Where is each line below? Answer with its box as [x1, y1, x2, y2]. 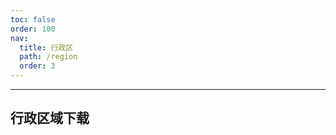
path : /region [19, 52, 78, 62]
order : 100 [10, 24, 56, 34]
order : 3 [19, 61, 56, 71]
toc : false [10, 14, 56, 25]
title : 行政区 [19, 42, 74, 53]
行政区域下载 [10, 110, 90, 127]
